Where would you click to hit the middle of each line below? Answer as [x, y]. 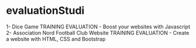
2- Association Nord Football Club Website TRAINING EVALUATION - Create [98, 32]
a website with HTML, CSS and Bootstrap [56, 39]
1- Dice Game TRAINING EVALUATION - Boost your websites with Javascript [98, 27]
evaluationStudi [45, 11]
